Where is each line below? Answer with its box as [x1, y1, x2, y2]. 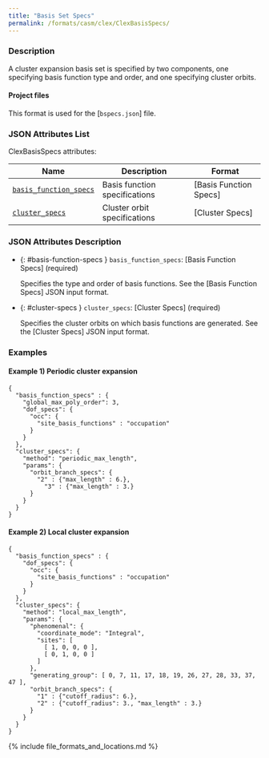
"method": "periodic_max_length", [22, 454, 138, 462]
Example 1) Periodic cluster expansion [8, 366, 138, 377]
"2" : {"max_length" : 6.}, [37, 475, 130, 483]
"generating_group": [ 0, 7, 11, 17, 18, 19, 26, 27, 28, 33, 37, [29, 671, 256, 679]
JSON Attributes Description [8, 236, 122, 248]
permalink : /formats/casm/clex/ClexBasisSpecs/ [8, 19, 171, 27]
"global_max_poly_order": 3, [22, 398, 120, 406]
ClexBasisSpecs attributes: [8, 147, 98, 156]
